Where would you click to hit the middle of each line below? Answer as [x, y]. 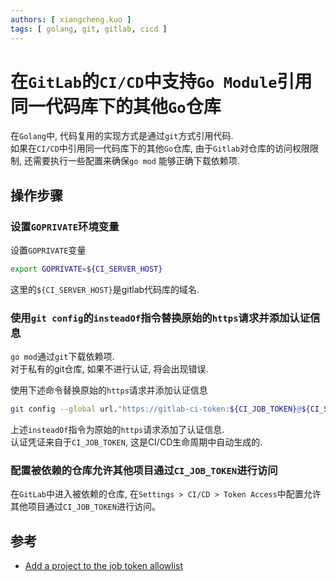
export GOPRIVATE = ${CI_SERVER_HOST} [86, 269]
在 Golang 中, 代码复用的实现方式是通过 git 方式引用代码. [122, 136]
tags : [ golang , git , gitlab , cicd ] [89, 29]
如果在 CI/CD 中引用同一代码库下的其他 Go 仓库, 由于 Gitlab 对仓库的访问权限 [160, 148]
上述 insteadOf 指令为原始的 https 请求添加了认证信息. [117, 430]
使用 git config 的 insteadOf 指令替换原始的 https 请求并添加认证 [160, 318]
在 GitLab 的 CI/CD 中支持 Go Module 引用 [161, 81]
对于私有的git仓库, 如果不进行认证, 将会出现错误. [109, 369]
